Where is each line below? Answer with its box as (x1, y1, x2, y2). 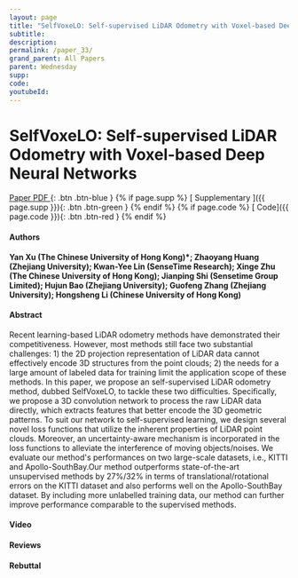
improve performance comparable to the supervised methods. (9, 499, 237, 510)
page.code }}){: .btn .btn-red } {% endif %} (9, 211, 167, 222)
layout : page (9, 12, 58, 22)
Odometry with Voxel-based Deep (9, 144, 265, 164)
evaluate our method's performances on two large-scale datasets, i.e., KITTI (9, 452, 288, 463)
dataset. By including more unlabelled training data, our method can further (9, 489, 285, 500)
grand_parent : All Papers (9, 54, 105, 63)
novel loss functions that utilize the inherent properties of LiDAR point (9, 424, 263, 434)
